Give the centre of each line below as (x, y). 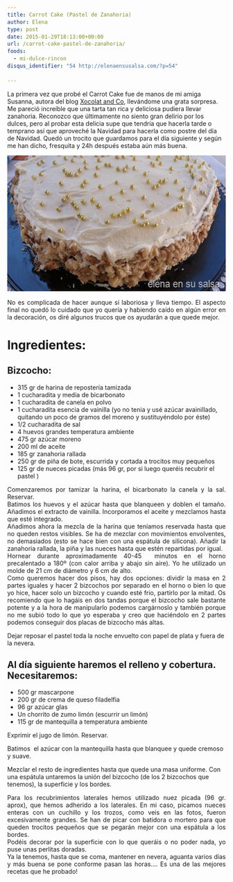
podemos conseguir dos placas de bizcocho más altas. (86, 622)
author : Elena (28, 22)
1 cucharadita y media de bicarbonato (71, 394)
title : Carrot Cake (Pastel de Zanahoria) (69, 15)
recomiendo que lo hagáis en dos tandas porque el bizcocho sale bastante (116, 600)
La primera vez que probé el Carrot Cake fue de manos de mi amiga (104, 94)
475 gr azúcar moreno (49, 439)
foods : (17, 51)
